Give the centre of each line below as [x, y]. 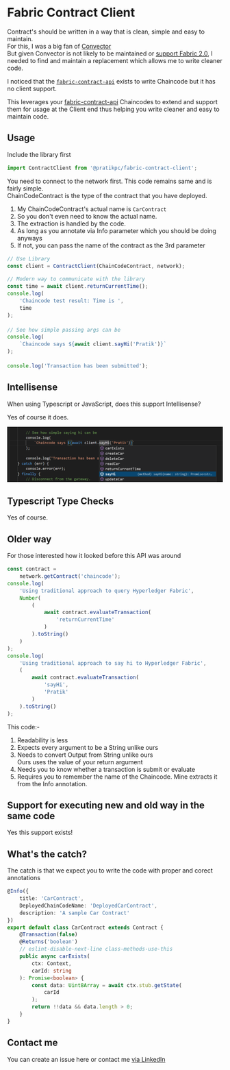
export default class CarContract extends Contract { [86, 927]
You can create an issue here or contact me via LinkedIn [86, 1059]
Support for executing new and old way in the [106, 805]
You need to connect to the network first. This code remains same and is [110, 181]
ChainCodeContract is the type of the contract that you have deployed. [107, 195]
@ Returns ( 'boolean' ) [49, 942]
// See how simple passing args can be [64, 330]
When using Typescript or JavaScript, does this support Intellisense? [104, 404]
